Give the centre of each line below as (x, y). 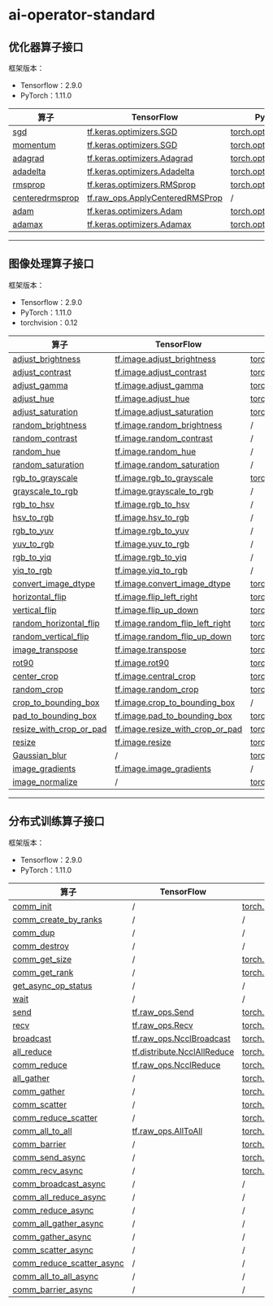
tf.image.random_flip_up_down (173, 636)
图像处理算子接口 (51, 264)
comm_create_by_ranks (58, 919)
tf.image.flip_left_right (156, 597)
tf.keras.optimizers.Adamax (139, 224)
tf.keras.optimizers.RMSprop (141, 185)
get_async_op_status (52, 986)
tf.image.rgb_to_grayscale (164, 477)
